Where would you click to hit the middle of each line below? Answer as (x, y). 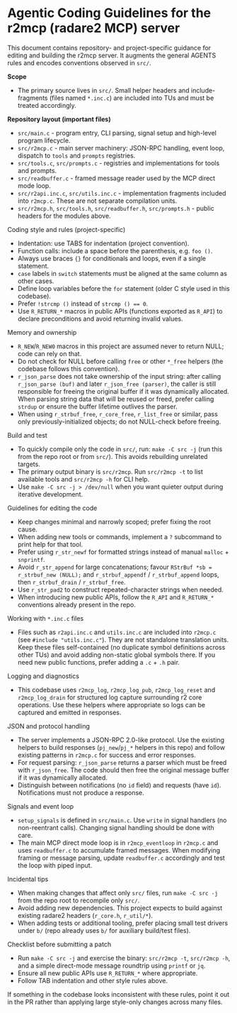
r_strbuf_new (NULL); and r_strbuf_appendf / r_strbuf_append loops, (118, 574)
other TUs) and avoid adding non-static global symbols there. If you (116, 655)
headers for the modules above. (64, 216)
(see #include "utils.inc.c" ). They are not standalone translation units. (123, 639)
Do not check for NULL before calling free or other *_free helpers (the (120, 361)
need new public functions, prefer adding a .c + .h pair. (99, 662)
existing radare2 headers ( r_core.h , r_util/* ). (85, 915)
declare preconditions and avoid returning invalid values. (100, 319)
